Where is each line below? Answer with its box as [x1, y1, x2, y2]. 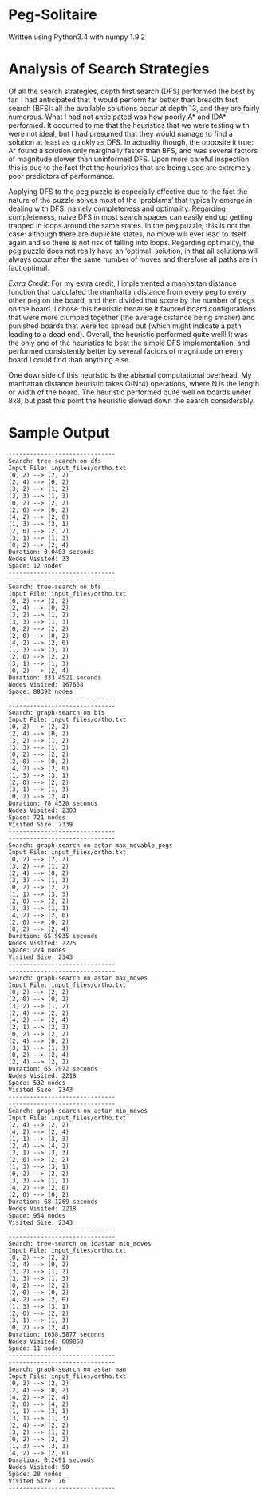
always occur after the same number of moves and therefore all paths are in [8, 254, 258, 264]
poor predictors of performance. [8, 171, 115, 180]
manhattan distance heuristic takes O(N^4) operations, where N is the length [8, 378, 260, 388]
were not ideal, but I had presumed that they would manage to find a [8, 129, 233, 138]
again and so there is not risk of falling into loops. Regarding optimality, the [8, 237, 254, 247]
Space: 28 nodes [8, 1470, 62, 1478]
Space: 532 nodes [8, 1079, 66, 1087]
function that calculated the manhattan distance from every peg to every [8, 287, 247, 296]
